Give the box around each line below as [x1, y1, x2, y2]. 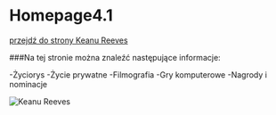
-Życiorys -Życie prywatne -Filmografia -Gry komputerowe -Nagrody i [9, 69, 267, 80]
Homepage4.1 [9, 5, 113, 26]
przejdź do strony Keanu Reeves [9, 35, 128, 45]
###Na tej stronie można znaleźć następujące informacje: [9, 52, 221, 62]
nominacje [9, 78, 48, 89]
